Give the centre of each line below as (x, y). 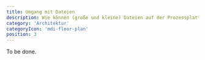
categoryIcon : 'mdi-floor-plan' (47, 29)
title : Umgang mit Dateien (41, 12)
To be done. (21, 52)
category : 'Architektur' (38, 23)
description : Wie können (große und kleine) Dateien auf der (86, 18)
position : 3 (21, 35)
